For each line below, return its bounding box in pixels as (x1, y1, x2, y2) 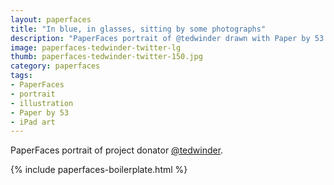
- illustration (10, 98, 74, 108)
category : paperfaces (10, 61, 101, 71)
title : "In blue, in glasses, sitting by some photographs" (10, 24, 267, 34)
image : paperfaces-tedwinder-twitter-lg (10, 42, 182, 53)
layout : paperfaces (10, 14, 92, 25)
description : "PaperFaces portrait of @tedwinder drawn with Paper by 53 (10, 33, 325, 43)
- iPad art (10, 117, 56, 127)
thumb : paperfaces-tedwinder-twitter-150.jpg (10, 52, 203, 62)
